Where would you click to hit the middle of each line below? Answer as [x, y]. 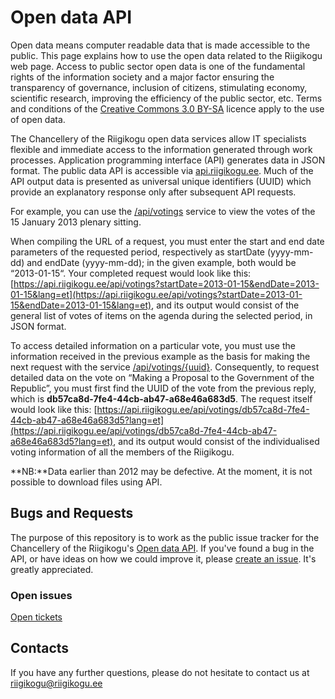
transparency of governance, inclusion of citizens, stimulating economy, [159, 87]
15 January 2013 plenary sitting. [76, 222]
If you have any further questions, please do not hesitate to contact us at [160, 672]
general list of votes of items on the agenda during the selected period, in [161, 315]
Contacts [40, 648]
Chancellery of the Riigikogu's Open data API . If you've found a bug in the [162, 548]
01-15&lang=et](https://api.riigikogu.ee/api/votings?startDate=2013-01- [156, 294]
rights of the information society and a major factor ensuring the [142, 77]
